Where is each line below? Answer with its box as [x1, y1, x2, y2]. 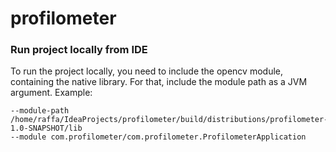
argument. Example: [10, 87, 93, 99]
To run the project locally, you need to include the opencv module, [10, 65, 283, 77]
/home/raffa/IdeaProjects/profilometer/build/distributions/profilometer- [10, 115, 329, 125]
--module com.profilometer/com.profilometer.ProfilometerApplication [10, 132, 307, 142]
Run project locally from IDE [10, 43, 148, 57]
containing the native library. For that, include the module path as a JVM [10, 76, 308, 88]
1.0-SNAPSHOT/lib [10, 123, 83, 134]
